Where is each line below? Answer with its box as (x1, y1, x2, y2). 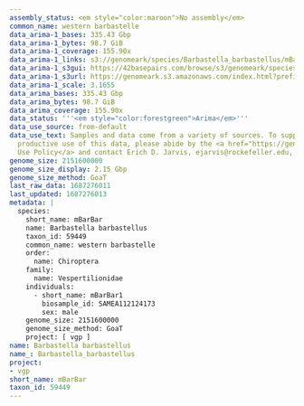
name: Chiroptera (33, 257, 100, 267)
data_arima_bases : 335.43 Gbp (9, 89, 124, 98)
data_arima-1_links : (9, 55, 88, 64)
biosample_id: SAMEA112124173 (42, 299, 156, 308)
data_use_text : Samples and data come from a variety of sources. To (9, 131, 278, 140)
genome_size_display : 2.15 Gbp (9, 165, 128, 174)
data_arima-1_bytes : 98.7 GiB (9, 38, 124, 48)
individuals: (25, 282, 75, 291)
